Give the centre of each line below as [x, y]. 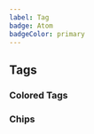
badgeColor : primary [47, 34]
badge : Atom [31, 26]
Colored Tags [39, 95]
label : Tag [29, 17]
